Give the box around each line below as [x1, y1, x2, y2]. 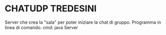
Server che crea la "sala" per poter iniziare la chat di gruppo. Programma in [5, 19, 161, 25]
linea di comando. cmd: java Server [5, 24, 78, 30]
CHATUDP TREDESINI [5, 3, 97, 14]
